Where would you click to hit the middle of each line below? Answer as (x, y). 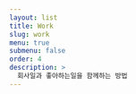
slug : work (30, 34)
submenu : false (38, 51)
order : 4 (25, 59)
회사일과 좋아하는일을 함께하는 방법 (72, 76)
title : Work (31, 26)
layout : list (34, 17)
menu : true (30, 43)
